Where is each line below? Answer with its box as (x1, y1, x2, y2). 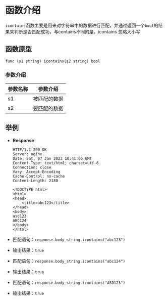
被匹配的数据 (33, 96, 64, 103)
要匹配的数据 (33, 105, 64, 112)
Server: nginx (12, 151, 42, 157)
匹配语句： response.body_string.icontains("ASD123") (12, 279, 126, 285)
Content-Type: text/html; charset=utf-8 (12, 160, 99, 165)
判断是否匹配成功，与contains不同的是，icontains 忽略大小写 (14, 28, 140, 34)
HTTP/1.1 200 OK (12, 147, 47, 152)
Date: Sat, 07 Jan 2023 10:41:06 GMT (12, 156, 92, 161)
